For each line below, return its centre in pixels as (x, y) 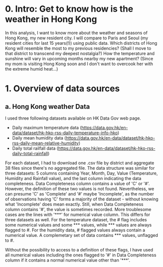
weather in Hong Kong (51, 19)
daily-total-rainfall (30, 153)
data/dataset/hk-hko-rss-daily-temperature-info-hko (65, 133)
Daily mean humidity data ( (39, 138)
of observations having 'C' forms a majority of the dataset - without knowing (82, 199)
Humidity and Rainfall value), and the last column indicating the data (73, 178)
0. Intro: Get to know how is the (69, 9)
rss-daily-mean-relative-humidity (45, 143)
